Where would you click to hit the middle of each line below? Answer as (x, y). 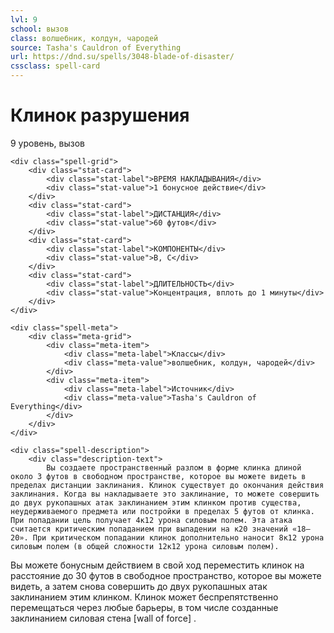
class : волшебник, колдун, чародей (84, 38)
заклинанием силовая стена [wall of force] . (103, 618)
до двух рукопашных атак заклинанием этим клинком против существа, (156, 502)
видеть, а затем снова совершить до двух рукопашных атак (139, 586)
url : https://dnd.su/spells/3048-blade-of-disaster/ (122, 57)
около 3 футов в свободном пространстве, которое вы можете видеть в (158, 476)
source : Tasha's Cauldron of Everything (96, 47)
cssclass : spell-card (55, 66)
